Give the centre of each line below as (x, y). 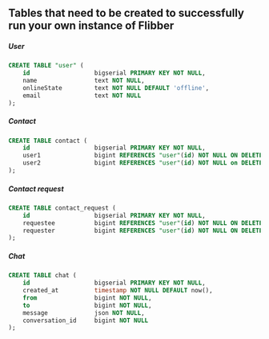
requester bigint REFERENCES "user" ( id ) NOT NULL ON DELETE (143, 231)
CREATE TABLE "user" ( (46, 66)
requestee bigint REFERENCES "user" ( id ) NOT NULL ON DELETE (143, 223)
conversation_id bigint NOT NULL (86, 321)
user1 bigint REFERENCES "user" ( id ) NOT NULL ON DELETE (143, 156)
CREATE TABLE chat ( (43, 276)
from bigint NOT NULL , (87, 298)
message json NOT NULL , (84, 312)
